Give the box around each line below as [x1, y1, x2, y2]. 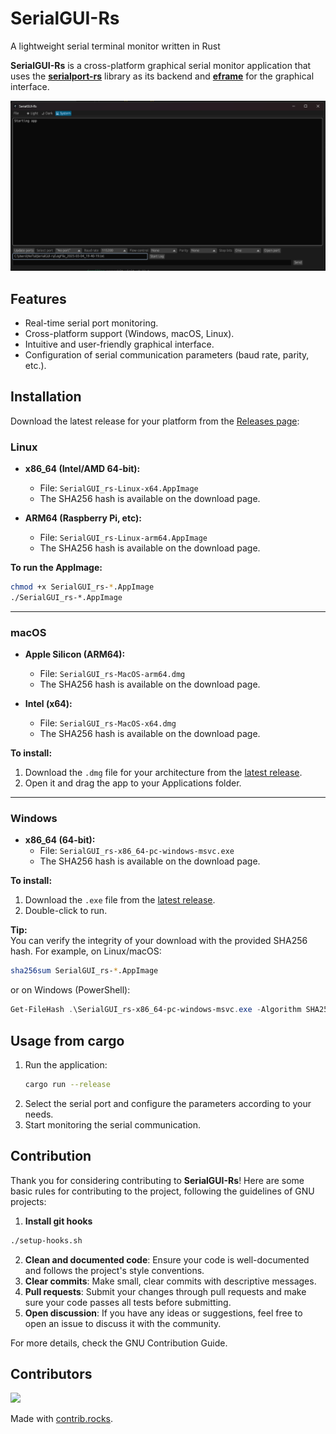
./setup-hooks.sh [10, 1235, 83, 1246]
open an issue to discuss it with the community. [24, 1317, 222, 1329]
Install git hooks [24, 1215, 93, 1227]
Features [10, 290, 67, 307]
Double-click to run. [24, 905, 108, 917]
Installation [10, 388, 82, 406]
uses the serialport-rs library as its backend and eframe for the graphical [10, 70, 315, 82]
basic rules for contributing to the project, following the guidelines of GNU [10, 1185, 315, 1197]
